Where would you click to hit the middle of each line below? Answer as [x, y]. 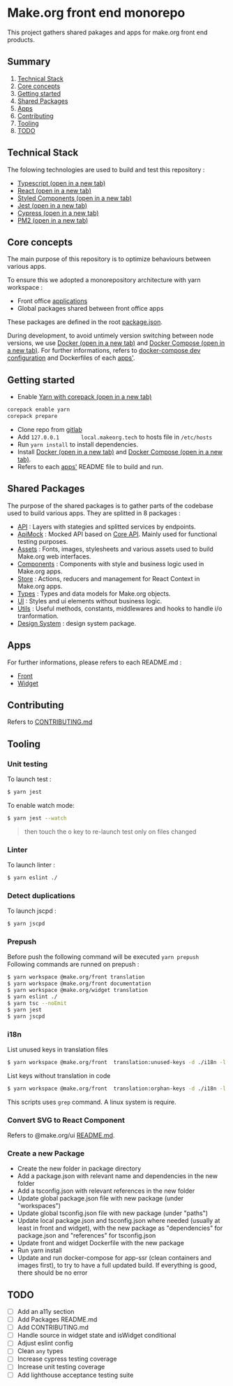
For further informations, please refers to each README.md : [95, 662]
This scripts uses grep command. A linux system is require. [92, 1102]
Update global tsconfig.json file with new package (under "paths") [112, 1213]
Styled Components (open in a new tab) [75, 198]
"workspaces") [39, 1206]
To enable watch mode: [41, 805]
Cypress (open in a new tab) [58, 213]
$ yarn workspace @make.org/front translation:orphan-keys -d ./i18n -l [117, 1088]
